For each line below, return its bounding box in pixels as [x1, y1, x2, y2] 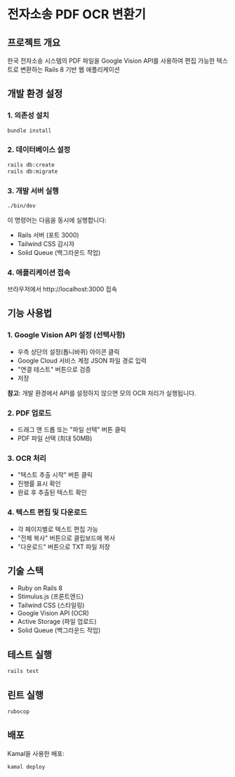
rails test [7, 668, 39, 675]
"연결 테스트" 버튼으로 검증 [17, 365, 91, 373]
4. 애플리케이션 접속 [7, 268, 71, 277]
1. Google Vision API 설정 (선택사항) [7, 330, 126, 340]
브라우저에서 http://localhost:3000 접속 [7, 285, 118, 294]
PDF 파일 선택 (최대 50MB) [17, 434, 93, 443]
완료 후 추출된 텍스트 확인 [17, 488, 88, 497]
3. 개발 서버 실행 [7, 185, 60, 195]
